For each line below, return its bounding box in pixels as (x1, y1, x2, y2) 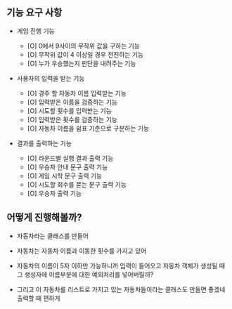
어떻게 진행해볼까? (6, 211, 82, 223)
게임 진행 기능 (16, 27, 55, 35)
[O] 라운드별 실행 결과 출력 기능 (27, 154, 114, 162)
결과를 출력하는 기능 (16, 139, 72, 147)
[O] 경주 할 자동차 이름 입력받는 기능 (27, 88, 127, 97)
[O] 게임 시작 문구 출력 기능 (27, 171, 103, 180)
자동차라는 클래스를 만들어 (16, 231, 89, 240)
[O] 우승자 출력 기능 (27, 189, 82, 197)
